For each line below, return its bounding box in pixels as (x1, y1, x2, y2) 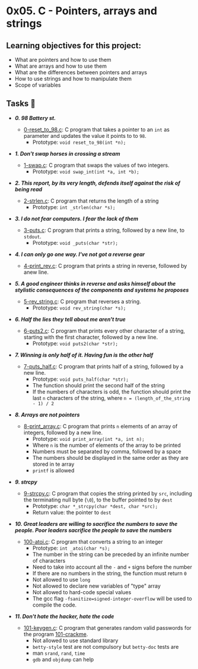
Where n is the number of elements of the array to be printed (32, 441, 181, 449)
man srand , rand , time (32, 649, 85, 657)
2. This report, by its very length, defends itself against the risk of (14, 179, 181, 187)
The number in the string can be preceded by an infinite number (32, 551, 190, 558)
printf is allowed (32, 466, 75, 474)
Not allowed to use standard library (32, 637, 119, 644)
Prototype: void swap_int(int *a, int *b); (32, 168, 139, 175)
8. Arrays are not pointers (14, 411, 80, 418)
